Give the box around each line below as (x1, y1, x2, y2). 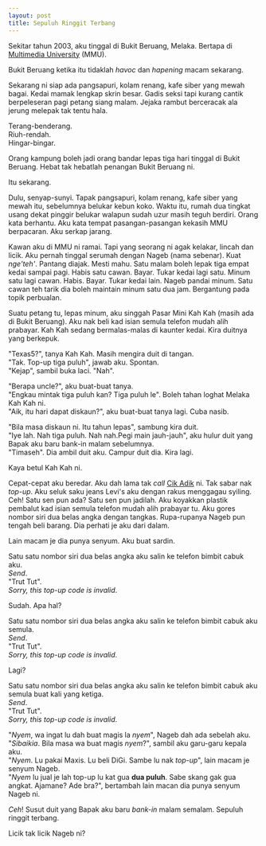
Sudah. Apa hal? (8, 600, 62, 610)
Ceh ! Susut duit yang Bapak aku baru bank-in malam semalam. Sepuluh (8, 805, 244, 814)
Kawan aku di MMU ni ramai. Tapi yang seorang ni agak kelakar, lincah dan (8, 242, 254, 251)
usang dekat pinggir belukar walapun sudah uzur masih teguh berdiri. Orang (8, 209, 259, 219)
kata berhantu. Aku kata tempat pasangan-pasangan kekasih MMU (8, 218, 229, 228)
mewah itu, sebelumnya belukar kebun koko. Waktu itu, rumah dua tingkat (8, 201, 251, 211)
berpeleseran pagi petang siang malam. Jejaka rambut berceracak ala (8, 97, 238, 107)
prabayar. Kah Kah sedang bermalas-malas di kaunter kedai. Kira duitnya (8, 325, 248, 334)
